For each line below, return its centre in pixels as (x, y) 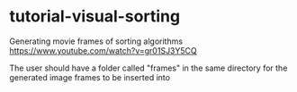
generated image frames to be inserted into (90, 77)
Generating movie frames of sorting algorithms (96, 41)
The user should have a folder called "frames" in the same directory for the (148, 68)
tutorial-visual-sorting (95, 17)
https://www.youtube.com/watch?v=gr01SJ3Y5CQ (103, 50)
